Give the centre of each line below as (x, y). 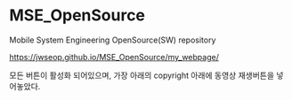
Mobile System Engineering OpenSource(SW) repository (113, 40)
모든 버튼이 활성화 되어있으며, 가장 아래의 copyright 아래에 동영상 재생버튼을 (142, 75)
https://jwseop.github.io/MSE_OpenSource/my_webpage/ (114, 57)
